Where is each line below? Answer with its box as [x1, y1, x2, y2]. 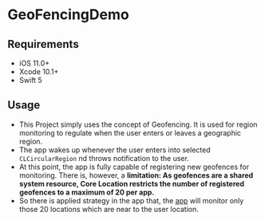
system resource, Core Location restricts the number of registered [18, 179, 245, 188]
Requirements [7, 37, 79, 51]
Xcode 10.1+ [18, 67, 59, 77]
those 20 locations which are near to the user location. [18, 204, 199, 214]
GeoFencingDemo [7, 6, 129, 24]
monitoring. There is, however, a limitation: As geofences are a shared [18, 170, 254, 180]
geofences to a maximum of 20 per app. [18, 187, 155, 197]
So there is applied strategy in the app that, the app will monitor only [18, 195, 244, 205]
